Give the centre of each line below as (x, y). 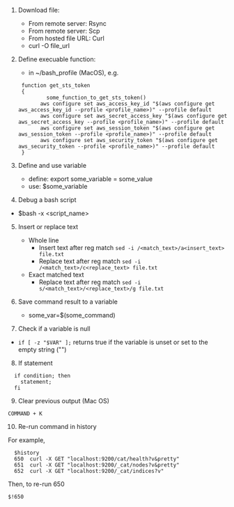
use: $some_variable (58, 186)
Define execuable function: (57, 59)
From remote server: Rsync (68, 23)
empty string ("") (42, 350)
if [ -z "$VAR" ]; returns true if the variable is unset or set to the (113, 342)
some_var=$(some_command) (72, 315)
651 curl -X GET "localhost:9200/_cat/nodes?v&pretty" (97, 465)
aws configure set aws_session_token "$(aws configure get (127, 128)
